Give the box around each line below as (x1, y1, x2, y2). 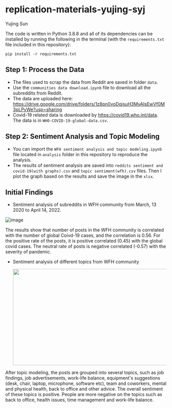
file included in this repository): (5, 41, 71, 47)
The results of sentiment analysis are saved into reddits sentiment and (12, 162, 163, 168)
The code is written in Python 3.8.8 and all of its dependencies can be (5, 30, 153, 36)
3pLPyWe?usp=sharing (12, 106, 62, 113)
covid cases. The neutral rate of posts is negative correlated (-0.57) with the (5, 243, 166, 250)
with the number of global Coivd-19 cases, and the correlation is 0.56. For (5, 232, 161, 238)
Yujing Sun (5, 21, 28, 27)
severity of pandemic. (5, 249, 52, 255)
